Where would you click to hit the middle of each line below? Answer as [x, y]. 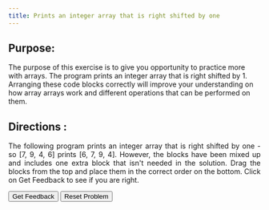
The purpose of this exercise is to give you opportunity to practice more [127, 67]
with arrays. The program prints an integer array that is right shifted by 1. [128, 76]
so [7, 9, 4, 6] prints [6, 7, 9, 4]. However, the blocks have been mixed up [134, 155]
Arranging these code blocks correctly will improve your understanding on [131, 84]
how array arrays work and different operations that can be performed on [129, 93]
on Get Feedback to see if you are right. [74, 180]
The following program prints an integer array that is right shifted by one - [134, 146]
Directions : [38, 126]
